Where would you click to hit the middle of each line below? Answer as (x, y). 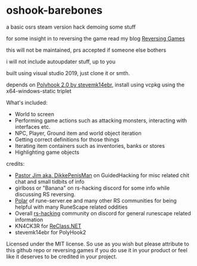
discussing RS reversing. (45, 194)
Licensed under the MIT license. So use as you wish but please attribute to (98, 244)
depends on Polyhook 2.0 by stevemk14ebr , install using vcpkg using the (96, 85)
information (29, 219)
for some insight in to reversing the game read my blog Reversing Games (96, 38)
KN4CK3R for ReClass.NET (48, 226)
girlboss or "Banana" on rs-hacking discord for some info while (92, 188)
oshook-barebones (54, 10)
